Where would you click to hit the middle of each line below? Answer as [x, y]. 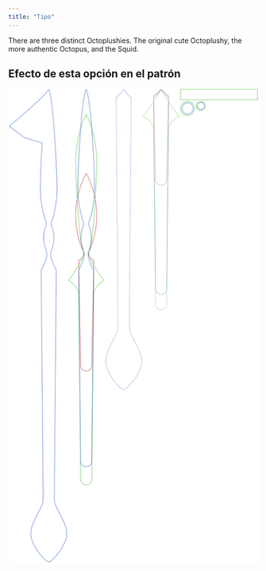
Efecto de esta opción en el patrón [94, 74]
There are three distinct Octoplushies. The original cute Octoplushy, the [125, 41]
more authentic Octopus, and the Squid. [73, 48]
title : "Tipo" [32, 17]
